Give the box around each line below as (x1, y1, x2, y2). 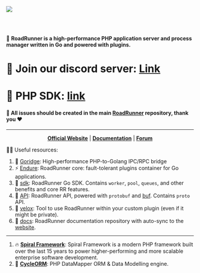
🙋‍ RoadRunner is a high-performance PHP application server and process (6, 35, 192, 42)
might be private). (14, 211, 59, 218)
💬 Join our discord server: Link (6, 62, 161, 76)
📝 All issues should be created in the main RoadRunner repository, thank (6, 109, 189, 116)
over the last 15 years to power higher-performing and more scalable (14, 247, 183, 255)
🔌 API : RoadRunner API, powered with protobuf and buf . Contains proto (14, 192, 190, 199)
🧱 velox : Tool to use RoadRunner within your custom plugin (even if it (14, 204, 184, 212)
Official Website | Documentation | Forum (47, 134, 153, 142)
